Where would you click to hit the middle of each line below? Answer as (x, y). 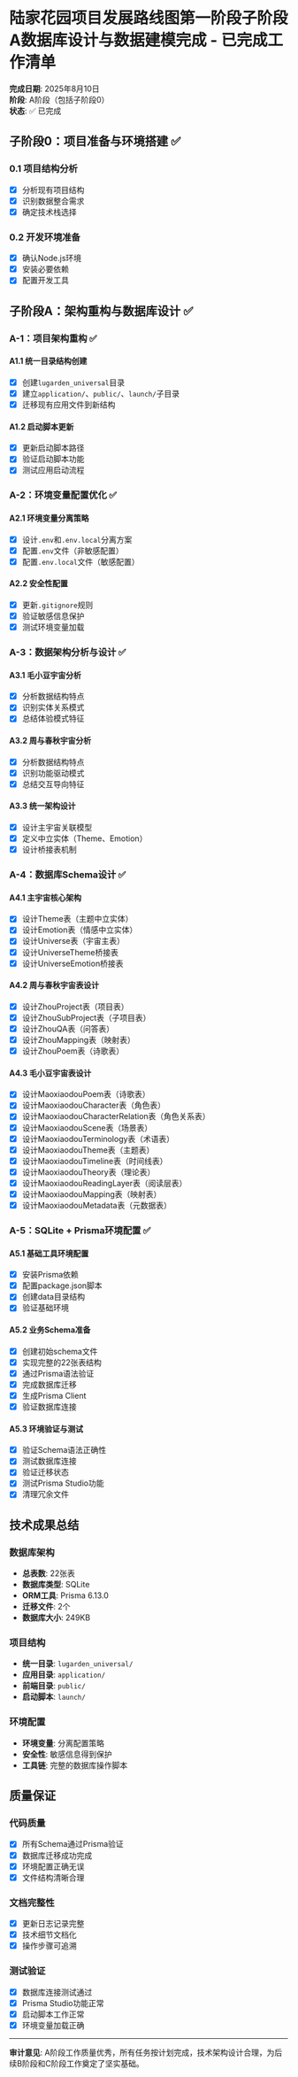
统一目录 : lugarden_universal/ (77, 1664)
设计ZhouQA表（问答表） (68, 1029)
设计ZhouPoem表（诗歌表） (73, 1051)
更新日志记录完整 (53, 1924)
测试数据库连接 (49, 1461)
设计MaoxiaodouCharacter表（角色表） (94, 1105)
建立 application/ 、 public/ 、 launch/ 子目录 (100, 393)
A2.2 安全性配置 (39, 583)
